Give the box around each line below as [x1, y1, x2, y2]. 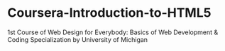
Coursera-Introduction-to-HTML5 [7, 5, 212, 21]
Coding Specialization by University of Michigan [7, 35, 148, 43]
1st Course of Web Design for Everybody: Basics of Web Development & [7, 28, 219, 36]
